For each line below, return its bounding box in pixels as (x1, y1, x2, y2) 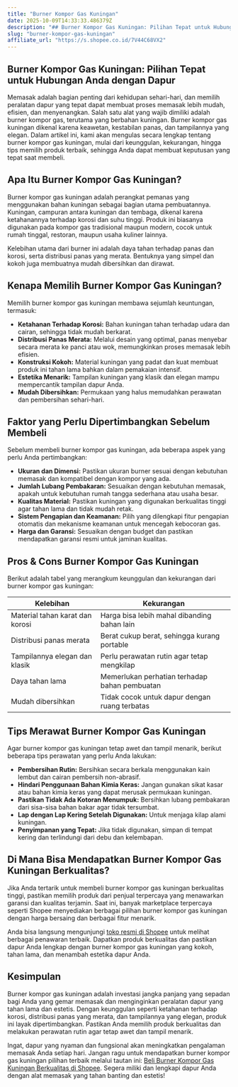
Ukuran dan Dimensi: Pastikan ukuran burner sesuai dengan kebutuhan (17, 467, 228, 475)
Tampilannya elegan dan (11, 651, 92, 661)
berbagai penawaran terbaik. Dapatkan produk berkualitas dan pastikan (7, 934, 217, 944)
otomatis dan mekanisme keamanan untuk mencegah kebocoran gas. (17, 519, 221, 529)
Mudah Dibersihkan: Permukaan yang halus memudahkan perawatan (17, 387, 222, 396)
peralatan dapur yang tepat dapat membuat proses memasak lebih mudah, (7, 100, 225, 109)
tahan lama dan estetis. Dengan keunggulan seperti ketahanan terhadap (7, 1005, 217, 1013)
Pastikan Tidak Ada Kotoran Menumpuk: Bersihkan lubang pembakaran (17, 795, 230, 804)
